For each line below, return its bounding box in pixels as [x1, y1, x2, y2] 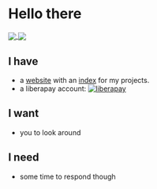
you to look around [19, 127, 81, 137]
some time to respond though [19, 172, 116, 181]
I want [8, 107, 39, 120]
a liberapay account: [19, 84, 87, 93]
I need [8, 151, 39, 164]
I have [8, 55, 39, 68]
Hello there [8, 5, 82, 23]
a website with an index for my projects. [19, 75, 150, 85]
